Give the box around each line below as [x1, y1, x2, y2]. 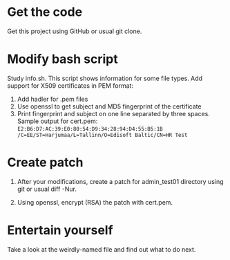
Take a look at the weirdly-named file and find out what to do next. [7, 245, 196, 253]
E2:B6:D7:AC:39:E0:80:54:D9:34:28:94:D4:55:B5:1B [17, 125, 164, 132]
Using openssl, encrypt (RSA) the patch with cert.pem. [17, 198, 173, 206]
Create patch [7, 155, 84, 170]
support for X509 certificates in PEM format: [7, 81, 133, 90]
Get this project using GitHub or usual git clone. [7, 27, 142, 35]
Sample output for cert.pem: [17, 117, 98, 125]
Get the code [7, 4, 83, 20]
